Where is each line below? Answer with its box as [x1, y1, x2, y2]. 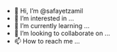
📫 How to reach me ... [13, 37, 80, 45]
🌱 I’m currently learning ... [13, 22, 90, 30]
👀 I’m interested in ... [13, 14, 74, 22]
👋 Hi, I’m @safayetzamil [13, 7, 84, 15]
